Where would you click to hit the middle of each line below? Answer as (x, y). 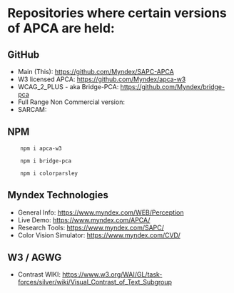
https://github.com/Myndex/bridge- (173, 87)
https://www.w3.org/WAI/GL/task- (112, 274)
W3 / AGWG (35, 258)
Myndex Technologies (58, 195)
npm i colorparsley (49, 173)
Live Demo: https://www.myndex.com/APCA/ (84, 220)
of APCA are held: (61, 28)
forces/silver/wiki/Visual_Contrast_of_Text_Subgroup (95, 282)
